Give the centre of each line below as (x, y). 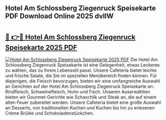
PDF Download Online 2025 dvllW (60, 16)
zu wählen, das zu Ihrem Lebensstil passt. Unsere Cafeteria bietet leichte (81, 70)
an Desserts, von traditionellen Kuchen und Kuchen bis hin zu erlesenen (80, 108)
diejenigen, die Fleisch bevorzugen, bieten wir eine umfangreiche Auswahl (83, 81)
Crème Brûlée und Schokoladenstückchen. (50, 113)
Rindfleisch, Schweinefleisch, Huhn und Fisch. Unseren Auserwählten (78, 92)
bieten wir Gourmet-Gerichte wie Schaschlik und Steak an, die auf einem (81, 97)
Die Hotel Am (144, 59)
